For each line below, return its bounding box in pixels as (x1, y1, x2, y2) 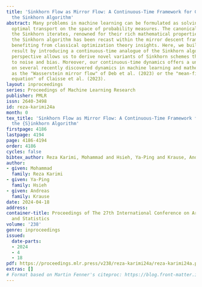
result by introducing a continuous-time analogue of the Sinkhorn (11, 48, 185, 54)
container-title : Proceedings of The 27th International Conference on (6, 210, 189, 217)
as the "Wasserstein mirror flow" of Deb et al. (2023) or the (11, 70, 173, 76)
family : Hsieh (11, 182, 47, 188)
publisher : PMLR (6, 93, 47, 99)
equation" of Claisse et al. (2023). (11, 76, 106, 82)
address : (6, 205, 28, 211)
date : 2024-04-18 (6, 199, 50, 205)
